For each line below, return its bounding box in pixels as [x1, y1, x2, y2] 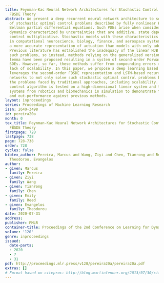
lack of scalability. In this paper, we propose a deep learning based [9, 66, 159, 71]
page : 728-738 [5, 139, 34, 144]
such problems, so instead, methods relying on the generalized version [9, 52, 161, 58]
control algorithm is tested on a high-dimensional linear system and [9, 84, 156, 89]
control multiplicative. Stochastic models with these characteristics [9, 35, 159, 40]
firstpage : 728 [5, 130, 36, 135]
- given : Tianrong [5, 184, 42, 189]
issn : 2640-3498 [5, 107, 38, 112]
